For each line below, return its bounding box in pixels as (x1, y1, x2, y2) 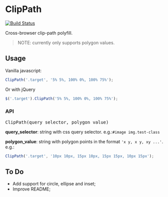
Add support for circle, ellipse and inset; (12, 181, 96, 187)
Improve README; (12, 186, 51, 192)
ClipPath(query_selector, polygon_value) (5, 119, 109, 125)
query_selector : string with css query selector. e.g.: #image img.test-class (5, 129, 160, 135)
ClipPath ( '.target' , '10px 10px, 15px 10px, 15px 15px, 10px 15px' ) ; (5, 153, 154, 159)
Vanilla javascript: (5, 67, 42, 73)
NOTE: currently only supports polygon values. (17, 39, 115, 46)
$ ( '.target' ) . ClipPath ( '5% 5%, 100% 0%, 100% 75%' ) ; (5, 96, 118, 101)
